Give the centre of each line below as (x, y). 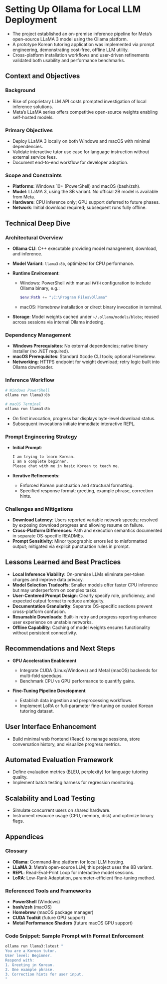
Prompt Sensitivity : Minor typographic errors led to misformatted (80, 541)
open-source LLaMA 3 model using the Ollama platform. (70, 39)
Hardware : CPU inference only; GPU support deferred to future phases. (86, 202)
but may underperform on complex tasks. (55, 590)
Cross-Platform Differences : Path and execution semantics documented (87, 531)
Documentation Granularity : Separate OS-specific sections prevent (83, 606)
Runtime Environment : (36, 273)
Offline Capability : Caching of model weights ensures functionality (81, 627)
